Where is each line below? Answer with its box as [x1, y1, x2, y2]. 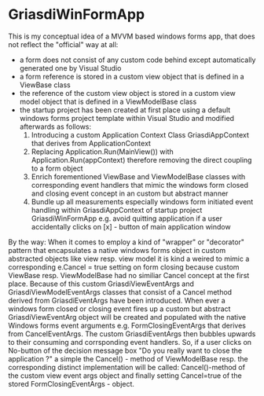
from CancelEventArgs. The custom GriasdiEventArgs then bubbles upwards [8, 328, 256, 339]
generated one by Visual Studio [19, 63, 122, 72]
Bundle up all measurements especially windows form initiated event [31, 196, 254, 206]
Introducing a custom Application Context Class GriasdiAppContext [31, 130, 250, 139]
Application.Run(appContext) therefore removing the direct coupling [31, 155, 252, 164]
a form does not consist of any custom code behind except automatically [19, 55, 256, 64]
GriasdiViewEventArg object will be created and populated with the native [8, 312, 246, 321]
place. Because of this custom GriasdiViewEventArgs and [8, 279, 195, 288]
